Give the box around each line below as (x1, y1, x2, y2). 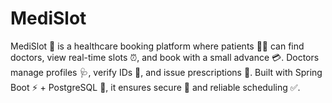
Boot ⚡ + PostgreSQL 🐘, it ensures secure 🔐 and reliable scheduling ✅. (10, 81, 301, 93)
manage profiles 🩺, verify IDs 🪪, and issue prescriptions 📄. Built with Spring (10, 66, 323, 78)
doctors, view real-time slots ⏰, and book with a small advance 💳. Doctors (10, 51, 320, 63)
